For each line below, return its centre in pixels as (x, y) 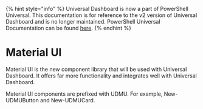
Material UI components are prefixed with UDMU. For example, (84, 94)
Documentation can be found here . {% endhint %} (69, 28)
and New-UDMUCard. (67, 100)
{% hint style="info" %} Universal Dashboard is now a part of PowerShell (97, 9)
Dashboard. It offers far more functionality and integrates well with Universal (101, 76)
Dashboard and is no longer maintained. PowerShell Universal (83, 21)
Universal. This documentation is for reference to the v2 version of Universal (101, 15)
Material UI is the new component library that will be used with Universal (96, 69)
